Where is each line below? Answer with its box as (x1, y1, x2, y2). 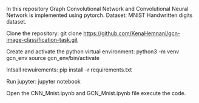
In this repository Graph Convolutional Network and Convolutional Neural (6, 5, 189, 12)
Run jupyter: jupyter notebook (6, 78, 81, 85)
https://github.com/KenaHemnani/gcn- (83, 30, 181, 37)
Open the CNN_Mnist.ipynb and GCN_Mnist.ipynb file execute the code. (6, 90, 186, 96)
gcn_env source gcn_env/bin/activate (6, 55, 100, 61)
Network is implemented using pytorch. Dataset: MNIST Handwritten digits (6, 12, 193, 19)
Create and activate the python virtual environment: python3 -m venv (6, 48, 180, 55)
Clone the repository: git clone (6, 30, 83, 37)
